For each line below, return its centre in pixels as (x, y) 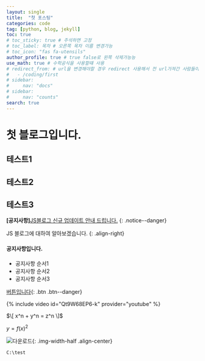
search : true (23, 103)
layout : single (26, 12)
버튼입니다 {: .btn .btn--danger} (44, 291)
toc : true (19, 35)
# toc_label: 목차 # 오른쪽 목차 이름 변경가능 (59, 46)
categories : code (28, 23)
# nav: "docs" (30, 86)
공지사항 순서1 (32, 263)
